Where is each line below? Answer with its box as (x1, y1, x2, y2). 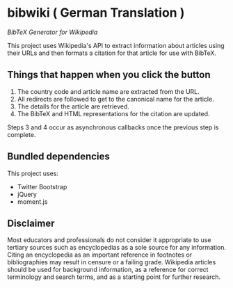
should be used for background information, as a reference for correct (7, 266, 209, 274)
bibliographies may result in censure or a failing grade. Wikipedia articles (7, 258, 216, 266)
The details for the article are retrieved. (17, 102, 130, 111)
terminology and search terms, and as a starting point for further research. (7, 273, 221, 281)
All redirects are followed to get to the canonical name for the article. (17, 95, 214, 103)
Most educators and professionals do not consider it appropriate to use (7, 236, 211, 244)
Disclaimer (7, 217, 55, 229)
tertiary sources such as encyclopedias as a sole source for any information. (7, 243, 226, 252)
